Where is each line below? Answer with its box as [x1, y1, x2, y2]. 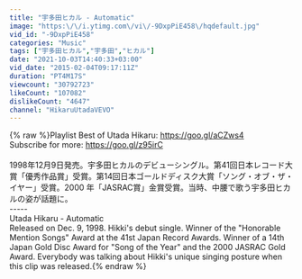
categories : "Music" [9, 38, 87, 48]
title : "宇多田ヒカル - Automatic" [9, 13, 135, 22]
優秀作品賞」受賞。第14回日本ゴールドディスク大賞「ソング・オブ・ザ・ [24, 171, 294, 182]
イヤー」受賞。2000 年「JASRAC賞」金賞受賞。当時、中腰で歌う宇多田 [9, 182, 276, 193]
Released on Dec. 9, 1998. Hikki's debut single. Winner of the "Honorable [9, 222, 281, 234]
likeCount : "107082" [9, 88, 87, 97]
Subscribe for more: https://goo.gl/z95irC [9, 139, 164, 150]
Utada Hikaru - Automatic [9, 213, 105, 224]
